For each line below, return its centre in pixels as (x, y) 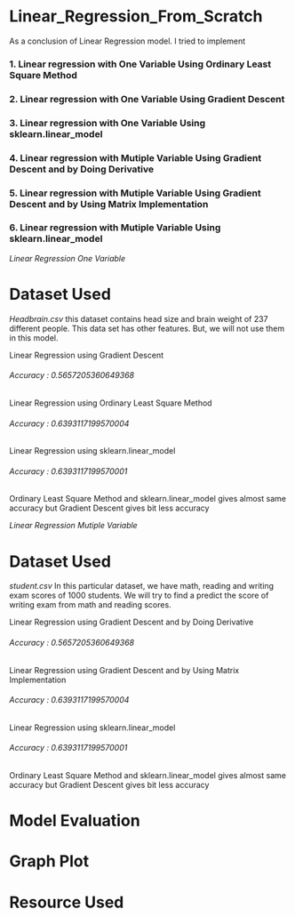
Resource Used (67, 902)
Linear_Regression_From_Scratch (136, 16)
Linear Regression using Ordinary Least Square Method (111, 403)
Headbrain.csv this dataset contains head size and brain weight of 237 (139, 318)
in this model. (34, 338)
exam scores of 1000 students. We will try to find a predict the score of (139, 595)
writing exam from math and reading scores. (90, 605)
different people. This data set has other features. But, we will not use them (147, 328)
